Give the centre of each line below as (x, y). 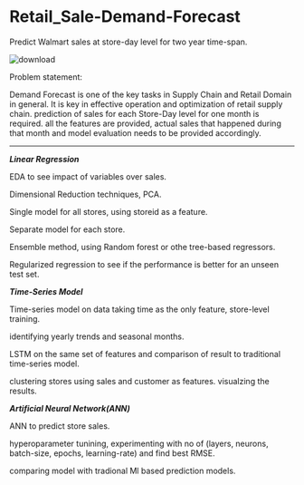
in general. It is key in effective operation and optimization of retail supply (146, 104)
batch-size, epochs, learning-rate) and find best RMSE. (112, 453)
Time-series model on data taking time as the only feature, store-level (139, 309)
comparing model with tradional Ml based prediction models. (123, 470)
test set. (24, 274)
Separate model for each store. (67, 229)
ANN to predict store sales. (60, 426)
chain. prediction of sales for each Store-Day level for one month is (134, 113)
